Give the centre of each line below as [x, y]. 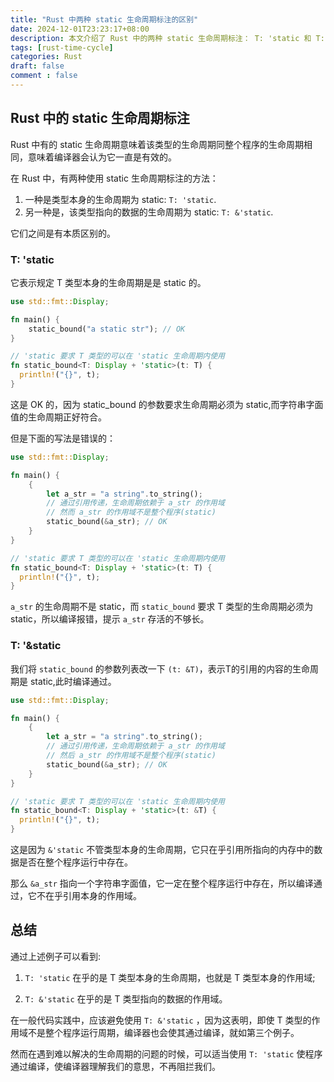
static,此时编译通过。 [73, 681]
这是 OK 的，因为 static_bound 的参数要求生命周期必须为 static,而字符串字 [162, 404]
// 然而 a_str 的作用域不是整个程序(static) [131, 512]
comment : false [44, 76]
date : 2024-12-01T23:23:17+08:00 [80, 29]
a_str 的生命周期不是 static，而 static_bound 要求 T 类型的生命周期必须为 [162, 607]
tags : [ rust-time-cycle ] [62, 47]
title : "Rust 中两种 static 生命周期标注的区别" [104, 19]
